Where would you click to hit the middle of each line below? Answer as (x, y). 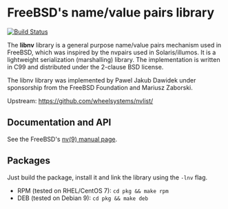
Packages (29, 161)
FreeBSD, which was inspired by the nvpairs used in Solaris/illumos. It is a (112, 52)
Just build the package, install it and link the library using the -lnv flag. (107, 177)
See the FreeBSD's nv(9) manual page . (62, 139)
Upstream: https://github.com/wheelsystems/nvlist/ (80, 100)
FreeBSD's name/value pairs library (111, 13)
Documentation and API (59, 123)
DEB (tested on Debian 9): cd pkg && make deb (83, 198)
